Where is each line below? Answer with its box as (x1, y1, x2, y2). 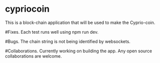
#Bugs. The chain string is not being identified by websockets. (5, 38, 131, 44)
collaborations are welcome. (5, 53, 62, 59)
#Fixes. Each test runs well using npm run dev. (5, 29, 99, 35)
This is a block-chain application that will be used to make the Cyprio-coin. (5, 20, 156, 25)
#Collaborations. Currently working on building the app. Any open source (5, 48, 152, 54)
